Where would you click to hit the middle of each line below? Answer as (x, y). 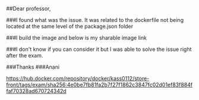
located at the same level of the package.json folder (70, 26)
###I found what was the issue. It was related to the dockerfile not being (95, 20)
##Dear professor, (29, 9)
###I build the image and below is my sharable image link (77, 38)
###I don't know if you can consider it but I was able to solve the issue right (99, 49)
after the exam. (25, 55)
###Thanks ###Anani (33, 67)
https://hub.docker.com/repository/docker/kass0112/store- (78, 78)
